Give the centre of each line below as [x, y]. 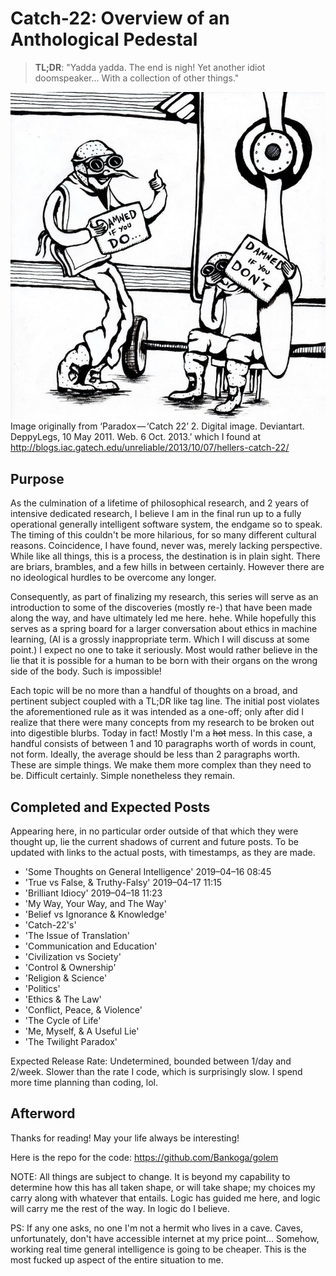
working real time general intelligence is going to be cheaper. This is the [158, 1249]
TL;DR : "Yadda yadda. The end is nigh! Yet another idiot [150, 67]
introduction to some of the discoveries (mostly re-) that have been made [161, 608]
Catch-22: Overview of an [120, 18]
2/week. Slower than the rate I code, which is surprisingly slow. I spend [156, 1072]
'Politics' [42, 989]
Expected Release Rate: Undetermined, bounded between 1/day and [151, 1061]
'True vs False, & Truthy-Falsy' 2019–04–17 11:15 [123, 883]
